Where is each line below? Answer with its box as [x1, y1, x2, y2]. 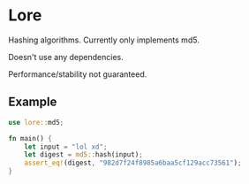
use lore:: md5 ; [8, 118, 64, 126]
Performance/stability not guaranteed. [8, 68, 147, 80]
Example [8, 95, 57, 110]
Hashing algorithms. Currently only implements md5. [8, 34, 200, 45]
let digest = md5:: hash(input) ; [24, 150, 143, 159]
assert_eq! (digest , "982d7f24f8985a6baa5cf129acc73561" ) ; [24, 158, 242, 168]
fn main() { [8, 134, 52, 142]
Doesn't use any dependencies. [8, 51, 124, 62]
